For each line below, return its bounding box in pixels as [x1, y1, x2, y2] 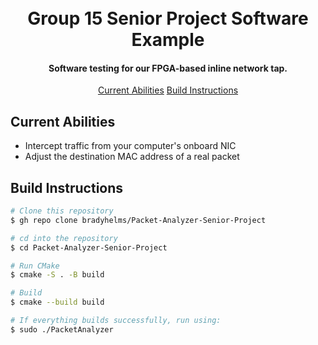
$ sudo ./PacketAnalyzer [10, 324, 114, 335]
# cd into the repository [10, 233, 118, 243]
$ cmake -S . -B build [10, 270, 105, 280]
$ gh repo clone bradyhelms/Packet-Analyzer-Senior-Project [10, 215, 267, 225]
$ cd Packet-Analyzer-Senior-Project [10, 242, 168, 253]
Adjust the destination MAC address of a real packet [24, 151, 240, 163]
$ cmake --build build [10, 297, 105, 308]
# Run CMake [10, 261, 60, 271]
